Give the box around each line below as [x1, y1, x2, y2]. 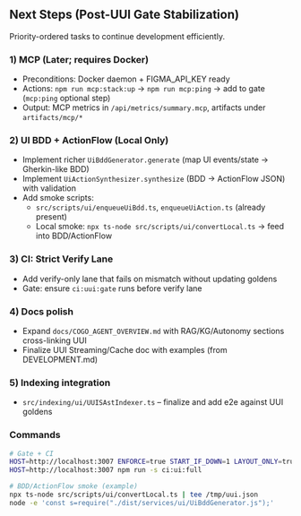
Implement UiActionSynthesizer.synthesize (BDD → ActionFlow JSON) [21, 174, 286, 185]
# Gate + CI [9, 449, 54, 458]
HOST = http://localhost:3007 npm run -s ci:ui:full [9, 466, 202, 475]
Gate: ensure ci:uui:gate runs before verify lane [21, 282, 203, 294]
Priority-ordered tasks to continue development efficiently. [9, 30, 226, 41]
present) [35, 211, 67, 222]
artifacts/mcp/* [21, 114, 83, 123]
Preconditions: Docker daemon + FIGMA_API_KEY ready [21, 73, 230, 84]
